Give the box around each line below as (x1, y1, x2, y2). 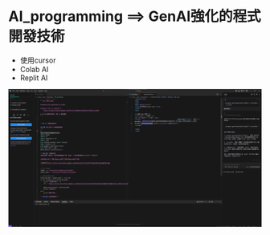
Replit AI (19, 73, 48, 83)
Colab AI (19, 64, 49, 74)
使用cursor (19, 55, 56, 65)
